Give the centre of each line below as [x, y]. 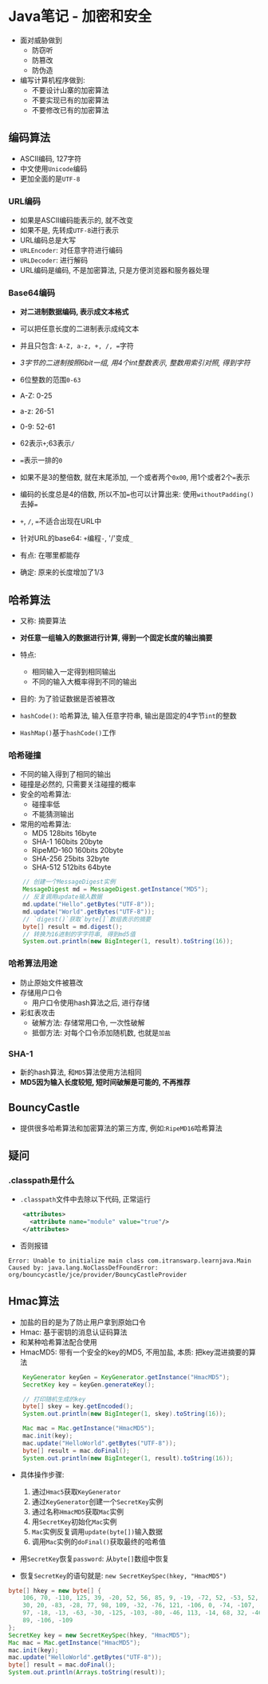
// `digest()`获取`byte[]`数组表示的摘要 [87, 919]
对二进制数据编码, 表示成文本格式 [74, 312]
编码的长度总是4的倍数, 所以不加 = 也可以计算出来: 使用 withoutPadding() [137, 494]
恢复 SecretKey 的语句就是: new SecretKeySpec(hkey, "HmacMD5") [123, 1575]
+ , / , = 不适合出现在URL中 [61, 522]
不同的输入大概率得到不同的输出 [84, 682]
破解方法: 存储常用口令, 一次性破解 [88, 1022]
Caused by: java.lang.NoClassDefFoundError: [83, 1268]
